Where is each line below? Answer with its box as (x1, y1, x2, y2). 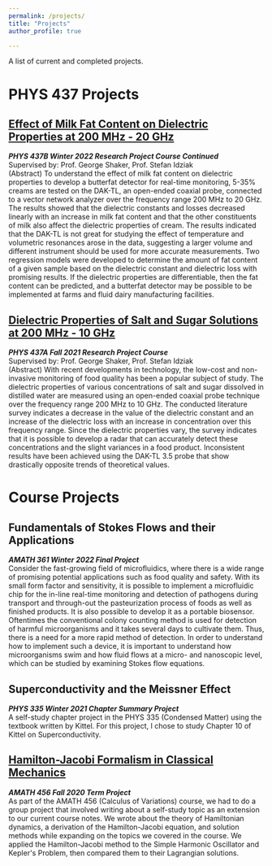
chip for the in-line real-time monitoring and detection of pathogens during (8, 590, 258, 599)
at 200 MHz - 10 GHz (8, 326, 116, 340)
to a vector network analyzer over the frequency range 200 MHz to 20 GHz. (8, 194, 262, 204)
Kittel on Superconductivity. (8, 729, 101, 739)
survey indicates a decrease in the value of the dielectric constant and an (8, 408, 254, 418)
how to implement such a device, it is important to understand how (8, 642, 232, 651)
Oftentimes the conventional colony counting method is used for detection (8, 616, 257, 625)
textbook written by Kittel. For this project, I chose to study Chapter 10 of (8, 721, 252, 730)
